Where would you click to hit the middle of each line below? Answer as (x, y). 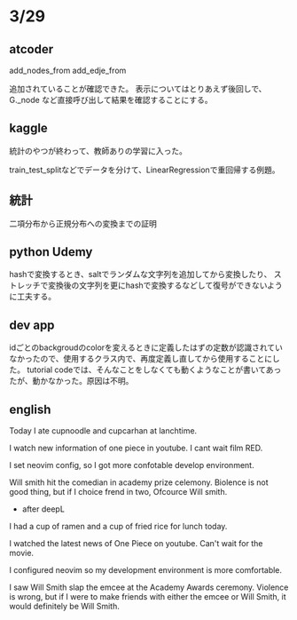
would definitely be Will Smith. (64, 607)
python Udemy (51, 252)
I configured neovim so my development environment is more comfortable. (145, 570)
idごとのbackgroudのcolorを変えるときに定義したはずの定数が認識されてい (146, 347)
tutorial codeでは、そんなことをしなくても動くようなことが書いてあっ (154, 370)
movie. (21, 553)
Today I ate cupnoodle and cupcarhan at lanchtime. (103, 431)
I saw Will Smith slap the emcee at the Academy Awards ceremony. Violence (149, 587)
